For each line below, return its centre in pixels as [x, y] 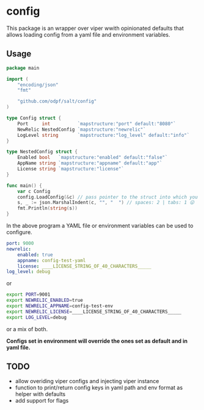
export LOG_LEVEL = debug [37, 317]
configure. [19, 232]
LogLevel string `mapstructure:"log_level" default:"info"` [104, 135]
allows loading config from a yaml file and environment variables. [88, 34]
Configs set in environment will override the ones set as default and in [97, 341]
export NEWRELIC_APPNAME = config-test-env [60, 306]
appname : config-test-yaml [52, 260]
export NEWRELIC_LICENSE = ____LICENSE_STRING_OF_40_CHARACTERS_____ [94, 312]
